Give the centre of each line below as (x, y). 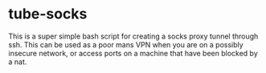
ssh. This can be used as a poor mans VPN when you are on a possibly (126, 44)
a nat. (18, 62)
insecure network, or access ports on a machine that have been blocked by (133, 53)
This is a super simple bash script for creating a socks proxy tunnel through (133, 36)
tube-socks (48, 14)
